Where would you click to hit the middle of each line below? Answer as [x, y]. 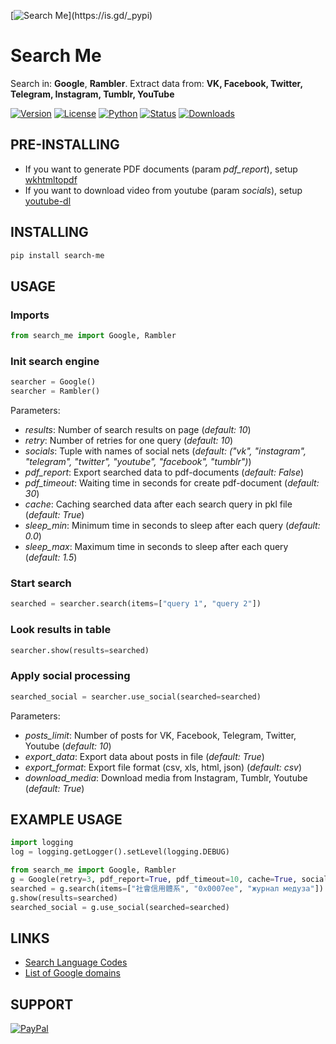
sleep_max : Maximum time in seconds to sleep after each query [156, 547]
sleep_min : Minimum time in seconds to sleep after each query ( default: [172, 526]
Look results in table [61, 630]
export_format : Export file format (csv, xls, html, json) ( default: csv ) [163, 767]
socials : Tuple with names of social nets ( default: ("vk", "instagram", [165, 451]
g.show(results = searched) [64, 898]
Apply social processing [70, 676]
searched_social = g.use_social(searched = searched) [120, 907]
